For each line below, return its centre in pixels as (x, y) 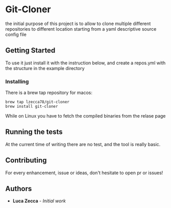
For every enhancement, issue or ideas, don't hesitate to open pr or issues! (84, 173)
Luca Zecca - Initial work (39, 201)
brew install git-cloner (32, 107)
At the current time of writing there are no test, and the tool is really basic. (83, 144)
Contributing (26, 160)
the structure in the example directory (45, 68)
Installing (17, 81)
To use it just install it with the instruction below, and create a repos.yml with (86, 63)
